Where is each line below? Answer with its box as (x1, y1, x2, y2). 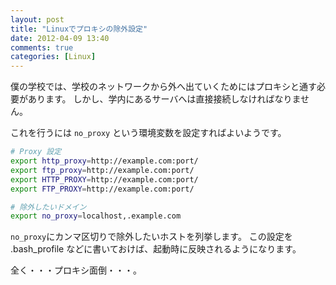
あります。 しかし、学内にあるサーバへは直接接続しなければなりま (27, 93, 301, 105)
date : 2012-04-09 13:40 (10, 33, 110, 43)
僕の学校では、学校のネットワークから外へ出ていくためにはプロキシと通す (10, 81, 317, 93)
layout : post (10, 14, 65, 25)
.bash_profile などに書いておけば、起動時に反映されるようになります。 (10, 243, 302, 255)
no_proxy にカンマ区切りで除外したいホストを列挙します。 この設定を (10, 231, 293, 243)
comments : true (10, 42, 74, 53)
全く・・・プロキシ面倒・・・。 (10, 264, 142, 276)
